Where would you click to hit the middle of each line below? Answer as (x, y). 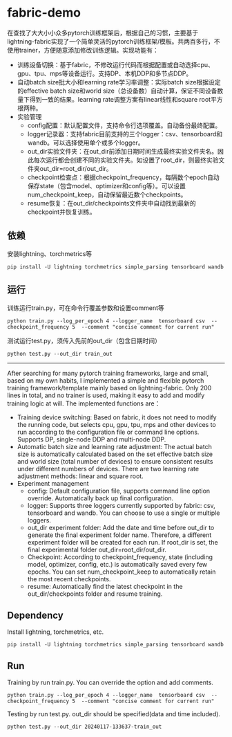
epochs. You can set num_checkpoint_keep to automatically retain (122, 572)
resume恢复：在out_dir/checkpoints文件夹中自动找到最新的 (112, 203)
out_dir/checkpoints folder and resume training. (95, 594)
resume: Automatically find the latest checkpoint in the (105, 586)
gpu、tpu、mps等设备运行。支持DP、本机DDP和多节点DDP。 (105, 73)
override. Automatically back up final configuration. (100, 498)
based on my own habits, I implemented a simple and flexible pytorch (106, 380)
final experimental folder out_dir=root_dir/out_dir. (97, 549)
